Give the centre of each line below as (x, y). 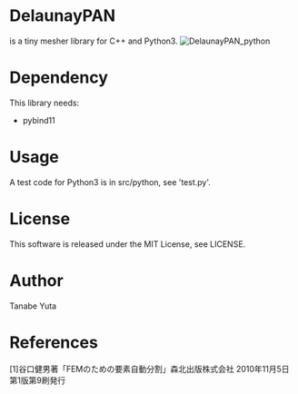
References (54, 342)
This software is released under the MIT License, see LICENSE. (128, 244)
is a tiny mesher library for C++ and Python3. (94, 41)
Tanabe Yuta (33, 306)
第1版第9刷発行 (38, 380)
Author (36, 280)
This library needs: (45, 103)
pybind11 (39, 120)
